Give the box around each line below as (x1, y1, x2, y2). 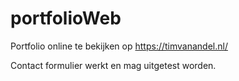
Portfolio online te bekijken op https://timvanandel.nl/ (10, 40, 228, 52)
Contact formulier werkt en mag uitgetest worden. (10, 59, 217, 71)
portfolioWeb (10, 7, 122, 30)
